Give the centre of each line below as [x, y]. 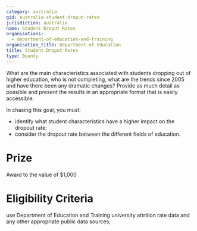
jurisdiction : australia [37, 23]
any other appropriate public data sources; [59, 221]
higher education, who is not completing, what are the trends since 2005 [95, 79]
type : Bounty [22, 56]
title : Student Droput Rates [42, 51]
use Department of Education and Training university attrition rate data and [98, 215]
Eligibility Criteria [50, 199]
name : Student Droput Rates [41, 28]
